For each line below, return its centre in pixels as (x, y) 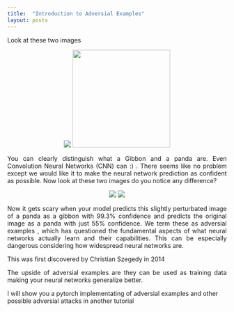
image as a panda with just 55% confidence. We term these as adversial (117, 223)
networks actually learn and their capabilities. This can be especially (117, 238)
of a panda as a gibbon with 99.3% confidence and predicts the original (117, 216)
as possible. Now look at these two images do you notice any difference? (112, 180)
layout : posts (28, 20)
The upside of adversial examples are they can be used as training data (117, 272)
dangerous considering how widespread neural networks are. (95, 245)
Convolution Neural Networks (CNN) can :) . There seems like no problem (117, 166)
